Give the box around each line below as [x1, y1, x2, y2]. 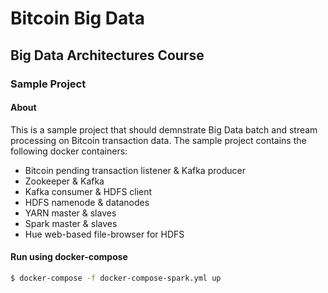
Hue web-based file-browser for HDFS [24, 228, 185, 240]
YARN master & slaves [24, 207, 117, 219]
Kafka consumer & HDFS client [24, 185, 153, 197]
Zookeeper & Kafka [24, 175, 105, 187]
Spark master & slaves [24, 217, 118, 229]
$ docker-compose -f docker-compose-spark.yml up [10, 273, 222, 283]
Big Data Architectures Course [10, 47, 205, 64]
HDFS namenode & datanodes [24, 196, 150, 208]
